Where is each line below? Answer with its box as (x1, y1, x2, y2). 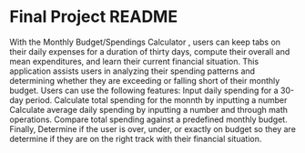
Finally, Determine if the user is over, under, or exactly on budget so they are (9, 123, 296, 134)
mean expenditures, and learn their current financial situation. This (9, 56, 259, 66)
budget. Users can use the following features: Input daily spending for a (9, 85, 280, 96)
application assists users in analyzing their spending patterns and (9, 66, 256, 76)
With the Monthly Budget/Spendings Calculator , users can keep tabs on (9, 36, 280, 47)
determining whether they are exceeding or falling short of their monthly (9, 75, 280, 86)
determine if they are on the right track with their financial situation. (9, 133, 262, 144)
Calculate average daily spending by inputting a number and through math (9, 104, 289, 115)
